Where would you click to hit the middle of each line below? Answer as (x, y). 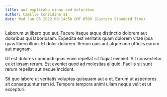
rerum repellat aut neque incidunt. (40, 69)
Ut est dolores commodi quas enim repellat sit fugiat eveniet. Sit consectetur (83, 59)
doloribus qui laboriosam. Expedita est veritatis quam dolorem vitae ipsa (79, 38)
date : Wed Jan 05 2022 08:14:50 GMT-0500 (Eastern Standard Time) (75, 19)
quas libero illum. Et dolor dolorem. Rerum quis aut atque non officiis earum (82, 44)
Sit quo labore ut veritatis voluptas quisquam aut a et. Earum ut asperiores (81, 79)
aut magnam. (19, 49)
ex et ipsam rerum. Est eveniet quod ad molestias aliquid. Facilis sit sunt (79, 64)
